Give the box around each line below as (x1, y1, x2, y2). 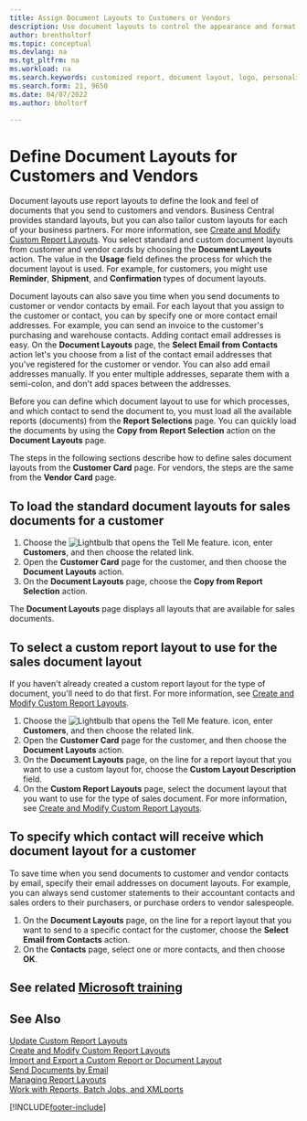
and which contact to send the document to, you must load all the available (9, 406, 292, 417)
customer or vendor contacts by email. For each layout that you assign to (9, 301, 285, 312)
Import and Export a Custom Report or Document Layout (9, 1054, 222, 1065)
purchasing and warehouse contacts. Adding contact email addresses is (9, 330, 281, 341)
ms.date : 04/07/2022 (9, 90, 89, 99)
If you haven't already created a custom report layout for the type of (9, 678, 266, 689)
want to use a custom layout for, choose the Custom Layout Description (22, 763, 297, 774)
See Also (9, 1011, 61, 1027)
